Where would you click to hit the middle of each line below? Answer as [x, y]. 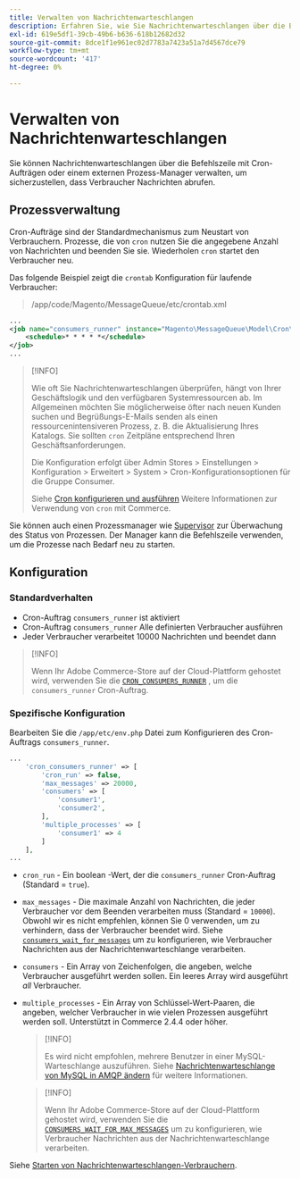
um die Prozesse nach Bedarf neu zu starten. [92, 544]
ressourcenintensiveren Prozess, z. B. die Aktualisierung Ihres [145, 426]
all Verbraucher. [52, 986]
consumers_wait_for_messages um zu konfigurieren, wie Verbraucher [147, 940]
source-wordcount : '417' [55, 59]
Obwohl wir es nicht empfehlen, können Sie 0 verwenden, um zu [141, 921]
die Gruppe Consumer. [73, 481]
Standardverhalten [51, 598]
